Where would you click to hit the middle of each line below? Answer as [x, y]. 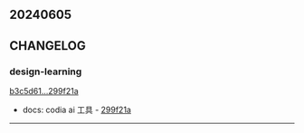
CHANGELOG [47, 46]
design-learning [46, 71]
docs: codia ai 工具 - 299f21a [76, 110]
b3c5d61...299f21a [44, 91]
